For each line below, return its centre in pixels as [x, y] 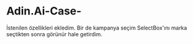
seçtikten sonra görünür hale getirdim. [54, 34]
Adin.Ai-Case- [44, 11]
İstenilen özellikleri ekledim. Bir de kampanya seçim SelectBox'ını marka [97, 28]
